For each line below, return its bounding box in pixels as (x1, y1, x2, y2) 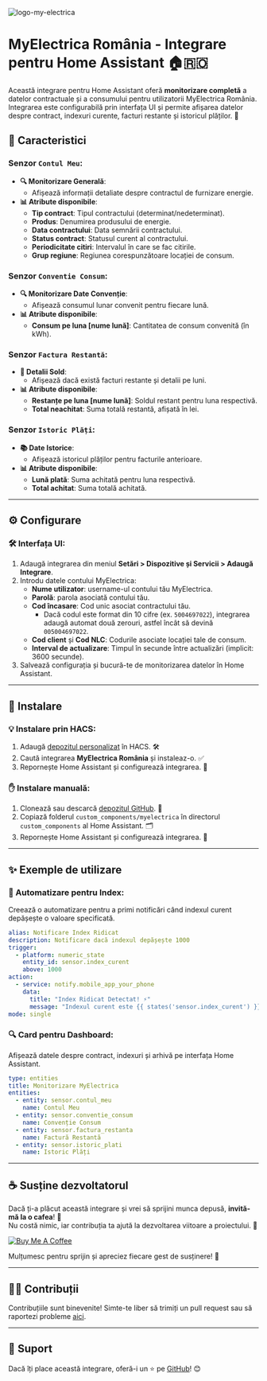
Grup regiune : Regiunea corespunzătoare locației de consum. (31, 251, 234, 260)
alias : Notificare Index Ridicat (8, 928, 119, 936)
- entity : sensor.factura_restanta (15, 1126, 133, 1134)
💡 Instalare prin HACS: (8, 723, 97, 734)
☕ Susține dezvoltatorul (8, 1178, 129, 1192)
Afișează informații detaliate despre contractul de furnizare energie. (31, 188, 254, 197)
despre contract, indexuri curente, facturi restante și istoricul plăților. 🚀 (8, 111, 240, 120)
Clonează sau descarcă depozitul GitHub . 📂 (19, 803, 163, 813)
